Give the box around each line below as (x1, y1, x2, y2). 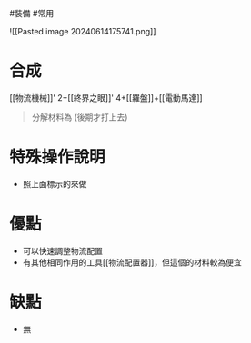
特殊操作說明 (9, 147, 106, 168)
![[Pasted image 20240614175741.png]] (9, 26, 156, 36)
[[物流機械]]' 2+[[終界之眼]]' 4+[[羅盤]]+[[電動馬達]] (9, 92, 203, 103)
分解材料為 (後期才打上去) (31, 112, 128, 122)
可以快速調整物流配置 (22, 245, 103, 256)
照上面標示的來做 (22, 178, 87, 189)
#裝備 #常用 (9, 8, 55, 18)
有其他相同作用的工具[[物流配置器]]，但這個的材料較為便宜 (22, 257, 243, 268)
